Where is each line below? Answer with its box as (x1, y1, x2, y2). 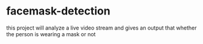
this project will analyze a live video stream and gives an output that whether (6, 24, 197, 31)
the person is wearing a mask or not (6, 30, 96, 37)
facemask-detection (6, 4, 111, 18)
